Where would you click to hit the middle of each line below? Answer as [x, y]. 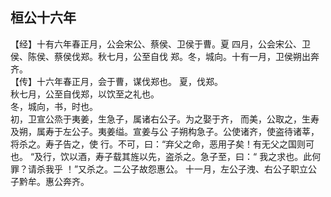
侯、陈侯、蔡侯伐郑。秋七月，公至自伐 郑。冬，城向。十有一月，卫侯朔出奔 [165, 56]
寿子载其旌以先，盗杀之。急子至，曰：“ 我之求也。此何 [208, 156]
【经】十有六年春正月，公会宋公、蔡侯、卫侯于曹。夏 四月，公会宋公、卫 [160, 44]
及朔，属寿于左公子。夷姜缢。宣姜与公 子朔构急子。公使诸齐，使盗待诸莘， [165, 131]
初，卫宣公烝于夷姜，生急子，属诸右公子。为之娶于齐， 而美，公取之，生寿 [165, 119]
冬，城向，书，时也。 [54, 106]
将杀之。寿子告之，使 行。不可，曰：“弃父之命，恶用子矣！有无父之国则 [158, 144]
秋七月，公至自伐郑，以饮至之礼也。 [85, 94]
